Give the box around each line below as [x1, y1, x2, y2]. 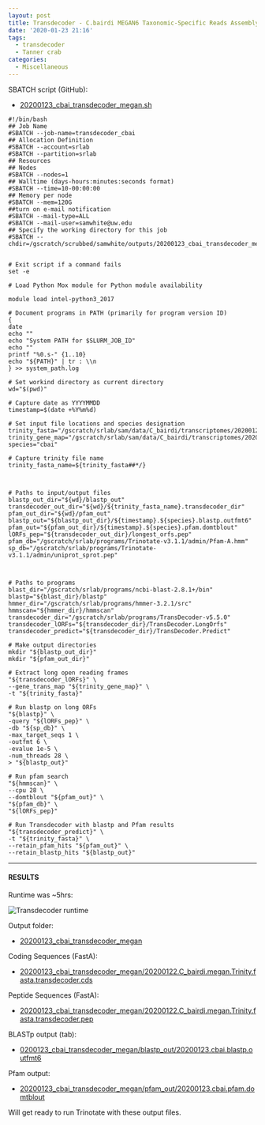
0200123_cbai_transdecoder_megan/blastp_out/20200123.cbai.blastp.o [19, 1044, 253, 1054]
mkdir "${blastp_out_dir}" [8, 647, 97, 656]
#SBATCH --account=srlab [8, 143, 90, 151]
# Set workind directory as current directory [8, 378, 164, 386]
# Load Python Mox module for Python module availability [8, 281, 203, 289]
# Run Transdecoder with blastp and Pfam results [8, 821, 175, 829]
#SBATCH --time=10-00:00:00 [8, 184, 101, 192]
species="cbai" [8, 440, 58, 448]
